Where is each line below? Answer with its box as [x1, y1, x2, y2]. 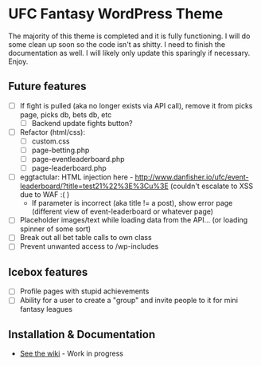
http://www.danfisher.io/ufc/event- [134, 172, 249, 182]
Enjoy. [8, 57, 29, 66]
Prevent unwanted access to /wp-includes [19, 242, 159, 251]
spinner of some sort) [19, 224, 92, 234]
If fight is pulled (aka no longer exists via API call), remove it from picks [19, 100, 253, 110]
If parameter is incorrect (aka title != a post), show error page [31, 199, 233, 208]
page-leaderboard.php [31, 163, 107, 173]
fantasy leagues [19, 305, 73, 314]
